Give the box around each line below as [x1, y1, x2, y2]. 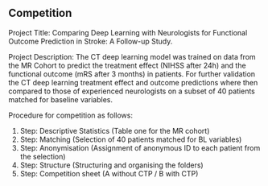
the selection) [19, 151, 66, 161]
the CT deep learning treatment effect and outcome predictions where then [8, 77, 258, 87]
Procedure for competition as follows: [8, 110, 133, 120]
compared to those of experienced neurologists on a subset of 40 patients [8, 86, 256, 96]
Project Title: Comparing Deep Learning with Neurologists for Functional [8, 27, 248, 37]
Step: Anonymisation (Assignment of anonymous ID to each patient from [19, 143, 261, 152]
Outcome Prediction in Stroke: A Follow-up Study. [8, 36, 173, 46]
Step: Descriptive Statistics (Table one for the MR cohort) [19, 126, 210, 135]
